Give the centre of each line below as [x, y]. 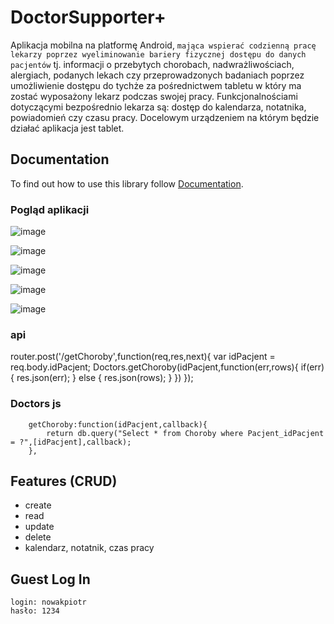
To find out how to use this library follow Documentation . [127, 183]
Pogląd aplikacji [50, 209]
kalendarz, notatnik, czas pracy [89, 548]
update [39, 527]
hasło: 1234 [35, 611]
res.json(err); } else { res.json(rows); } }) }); [105, 378]
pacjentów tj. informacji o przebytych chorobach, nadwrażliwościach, [152, 64]
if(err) [312, 367]
